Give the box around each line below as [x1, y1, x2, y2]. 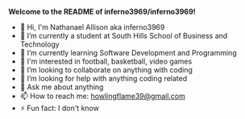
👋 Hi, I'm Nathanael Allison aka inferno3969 [19, 23, 165, 31]
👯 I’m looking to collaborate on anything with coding [19, 65, 193, 75]
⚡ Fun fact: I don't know [19, 104, 99, 113]
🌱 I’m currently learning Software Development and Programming [19, 48, 237, 57]
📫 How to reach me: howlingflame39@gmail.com [19, 92, 185, 101]
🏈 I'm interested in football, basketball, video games [19, 56, 193, 66]
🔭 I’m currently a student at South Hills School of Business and [19, 31, 228, 40]
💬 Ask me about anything [19, 82, 104, 92]
